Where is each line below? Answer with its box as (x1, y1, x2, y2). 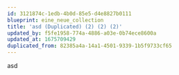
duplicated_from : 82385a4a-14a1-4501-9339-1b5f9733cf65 (7, 42, 172, 49)
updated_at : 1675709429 (7, 36, 76, 43)
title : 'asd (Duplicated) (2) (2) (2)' (7, 23, 123, 30)
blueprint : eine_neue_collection (7, 17, 104, 24)
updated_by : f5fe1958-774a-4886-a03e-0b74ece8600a (7, 29, 157, 37)
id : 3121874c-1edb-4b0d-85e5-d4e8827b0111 (7, 10, 132, 17)
